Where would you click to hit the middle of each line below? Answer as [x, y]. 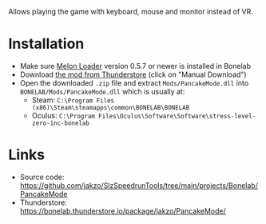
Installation [46, 44]
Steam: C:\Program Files [73, 100]
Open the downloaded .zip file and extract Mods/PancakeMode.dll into [134, 82]
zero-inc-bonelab [61, 123]
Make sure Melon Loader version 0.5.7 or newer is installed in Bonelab [135, 66]
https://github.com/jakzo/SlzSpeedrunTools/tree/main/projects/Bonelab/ [139, 185]
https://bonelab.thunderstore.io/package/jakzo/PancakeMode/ [123, 210]
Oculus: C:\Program [64, 115]
